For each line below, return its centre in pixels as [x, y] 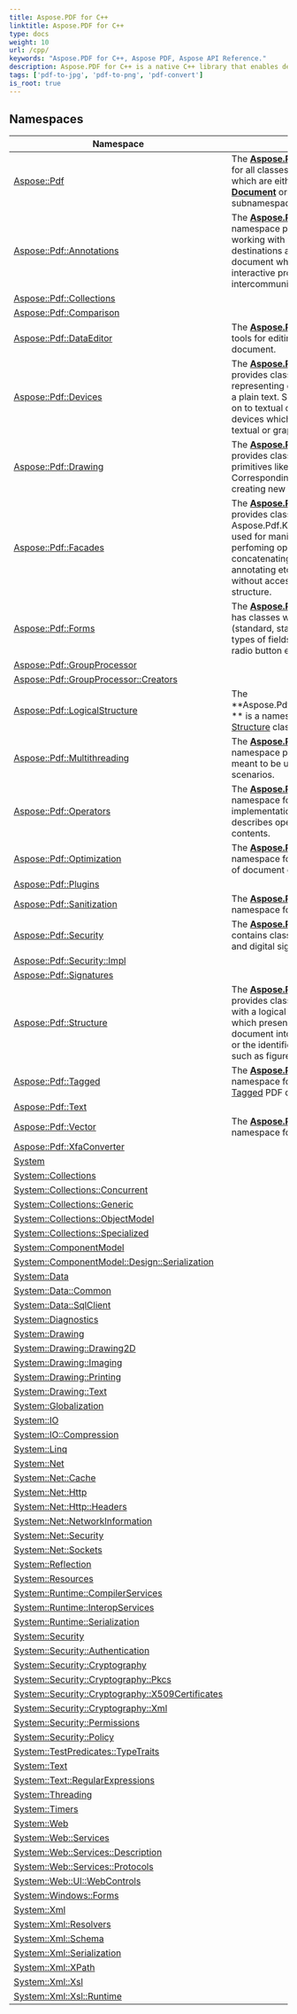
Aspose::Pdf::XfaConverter [69, 1147]
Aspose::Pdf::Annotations [66, 251]
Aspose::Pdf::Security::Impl [70, 960]
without [247, 581]
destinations [257, 251]
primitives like [260, 467]
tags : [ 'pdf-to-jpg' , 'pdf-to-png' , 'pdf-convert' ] [106, 75]
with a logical [259, 1012]
